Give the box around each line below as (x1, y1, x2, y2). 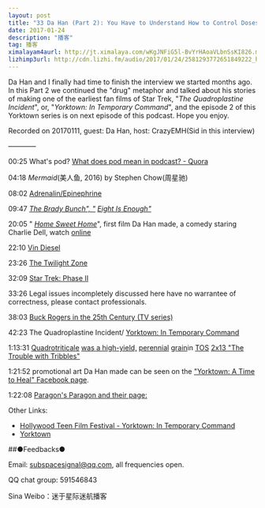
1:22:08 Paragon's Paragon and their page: (8, 390, 147, 399)
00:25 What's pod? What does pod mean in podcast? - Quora (8, 156, 209, 166)
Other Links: (8, 405, 48, 415)
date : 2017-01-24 (8, 26, 65, 34)
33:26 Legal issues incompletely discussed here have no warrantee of (8, 289, 237, 298)
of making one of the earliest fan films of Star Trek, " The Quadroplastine (8, 94, 244, 103)
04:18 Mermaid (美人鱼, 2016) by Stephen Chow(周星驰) (8, 173, 188, 182)
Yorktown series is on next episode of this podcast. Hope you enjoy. (8, 110, 230, 120)
